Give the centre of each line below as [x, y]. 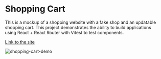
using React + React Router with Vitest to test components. [64, 32]
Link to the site [20, 42]
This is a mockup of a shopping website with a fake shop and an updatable [80, 22]
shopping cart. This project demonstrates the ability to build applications [78, 27]
